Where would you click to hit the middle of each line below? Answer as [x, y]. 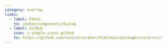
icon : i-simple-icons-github [44, 33]
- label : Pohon [25, 19]
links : [11, 14]
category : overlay [24, 10]
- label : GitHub [26, 28]
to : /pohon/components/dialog [45, 24]
